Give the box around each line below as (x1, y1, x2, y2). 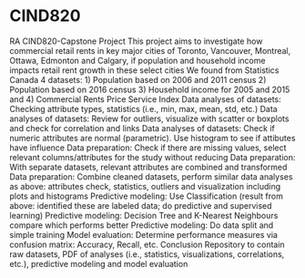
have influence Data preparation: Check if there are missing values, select (9, 142, 287, 153)
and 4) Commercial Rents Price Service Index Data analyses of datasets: (9, 93, 282, 105)
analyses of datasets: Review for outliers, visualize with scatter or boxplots (9, 113, 290, 124)
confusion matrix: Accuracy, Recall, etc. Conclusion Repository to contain (9, 239, 285, 250)
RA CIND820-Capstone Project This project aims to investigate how (9, 36, 263, 46)
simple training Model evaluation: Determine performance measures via (9, 229, 278, 240)
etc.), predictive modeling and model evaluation (9, 258, 188, 269)
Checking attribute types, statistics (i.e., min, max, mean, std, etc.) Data (9, 103, 278, 114)
